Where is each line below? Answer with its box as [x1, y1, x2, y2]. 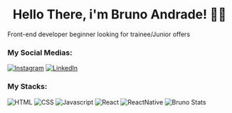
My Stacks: [7, 82, 48, 92]
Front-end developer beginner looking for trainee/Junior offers [7, 30, 191, 38]
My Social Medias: [7, 48, 73, 58]
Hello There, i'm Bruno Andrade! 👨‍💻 [12, 6, 227, 23]
